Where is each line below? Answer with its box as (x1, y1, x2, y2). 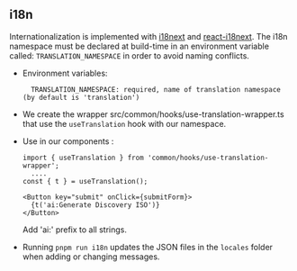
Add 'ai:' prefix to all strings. (22, 224, 128, 235)
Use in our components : (22, 135, 114, 147)
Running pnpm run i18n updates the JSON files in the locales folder (22, 241, 273, 252)
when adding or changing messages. (22, 251, 160, 262)
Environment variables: (22, 68, 108, 78)
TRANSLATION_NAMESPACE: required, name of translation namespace (31, 85, 281, 94)
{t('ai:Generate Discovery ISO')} (31, 200, 160, 210)
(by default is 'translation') (22, 93, 140, 102)
